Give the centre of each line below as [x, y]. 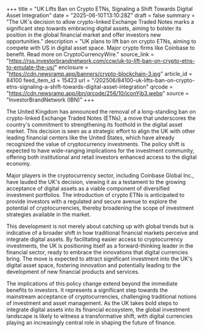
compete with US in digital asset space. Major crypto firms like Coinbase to [100, 48]
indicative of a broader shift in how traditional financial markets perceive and [102, 233]
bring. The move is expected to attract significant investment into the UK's [100, 259]
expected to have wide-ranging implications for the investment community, [100, 150]
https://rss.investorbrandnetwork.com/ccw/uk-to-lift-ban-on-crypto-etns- [102, 61]
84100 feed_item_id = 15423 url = [48, 80]
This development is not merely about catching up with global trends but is [100, 226]
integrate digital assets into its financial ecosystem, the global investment [98, 309]
